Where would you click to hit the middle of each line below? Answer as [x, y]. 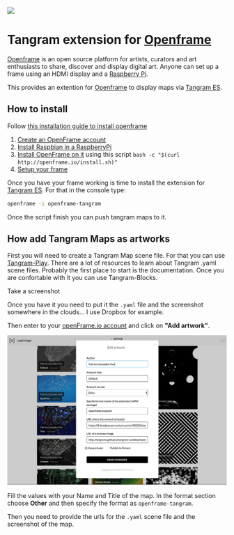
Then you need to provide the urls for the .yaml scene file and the [101, 517]
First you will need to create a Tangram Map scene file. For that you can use [116, 256]
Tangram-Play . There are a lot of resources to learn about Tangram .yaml [112, 263]
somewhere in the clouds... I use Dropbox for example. [86, 312]
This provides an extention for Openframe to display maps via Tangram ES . [115, 87]
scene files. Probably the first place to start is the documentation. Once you [116, 270]
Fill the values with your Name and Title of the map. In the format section [111, 496]
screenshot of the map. [41, 524]
